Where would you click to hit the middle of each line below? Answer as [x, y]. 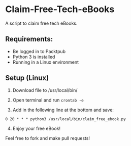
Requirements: [29, 39]
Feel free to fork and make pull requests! [48, 138]
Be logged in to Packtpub [39, 51]
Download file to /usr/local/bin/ [45, 90]
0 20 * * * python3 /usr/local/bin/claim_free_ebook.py [65, 119]
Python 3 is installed [34, 57]
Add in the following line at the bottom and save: [63, 110]
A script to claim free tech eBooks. [41, 23]
